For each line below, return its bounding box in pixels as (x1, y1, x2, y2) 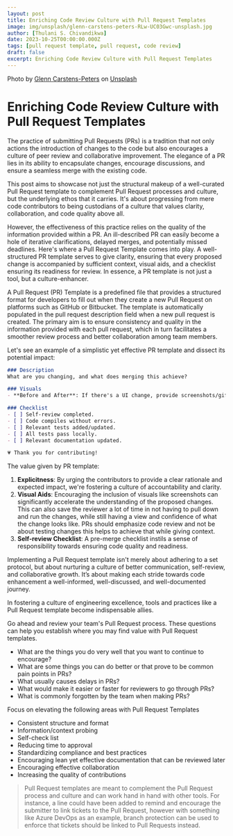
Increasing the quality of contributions (17, 771, 127, 779)
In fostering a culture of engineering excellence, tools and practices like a (7, 599, 217, 607)
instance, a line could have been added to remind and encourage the (24, 799, 221, 807)
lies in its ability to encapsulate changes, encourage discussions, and (7, 159, 205, 167)
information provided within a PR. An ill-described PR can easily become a (7, 230, 220, 239)
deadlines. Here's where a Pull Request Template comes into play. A (7, 245, 202, 253)
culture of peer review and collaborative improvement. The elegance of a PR (7, 151, 225, 160)
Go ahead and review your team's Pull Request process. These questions (7, 620, 216, 628)
